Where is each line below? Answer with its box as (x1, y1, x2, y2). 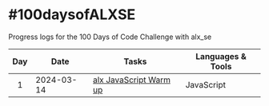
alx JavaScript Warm (93, 74, 171, 85)
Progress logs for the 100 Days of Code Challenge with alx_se (8, 32, 212, 41)
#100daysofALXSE (8, 6, 136, 24)
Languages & (195, 50, 247, 61)
